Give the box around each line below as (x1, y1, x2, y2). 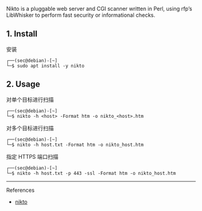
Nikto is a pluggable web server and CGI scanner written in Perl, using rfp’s (6, 5, 192, 12)
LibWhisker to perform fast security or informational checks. (6, 11, 156, 19)
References (6, 186, 35, 194)
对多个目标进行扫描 (6, 124, 54, 132)
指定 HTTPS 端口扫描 (6, 153, 59, 160)
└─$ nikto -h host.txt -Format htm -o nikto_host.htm (6, 141, 144, 148)
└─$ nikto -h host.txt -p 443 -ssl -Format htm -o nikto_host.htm (6, 170, 176, 176)
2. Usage (6, 79, 40, 90)
